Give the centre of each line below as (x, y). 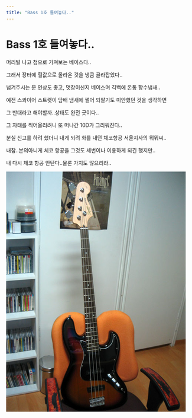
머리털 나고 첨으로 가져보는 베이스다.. (49, 62)
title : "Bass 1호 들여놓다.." (40, 12)
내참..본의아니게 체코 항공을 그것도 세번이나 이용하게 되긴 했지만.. (81, 150)
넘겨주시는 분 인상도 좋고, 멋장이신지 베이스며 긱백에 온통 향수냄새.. (83, 87)
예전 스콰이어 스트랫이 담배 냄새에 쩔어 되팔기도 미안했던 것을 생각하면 (87, 100)
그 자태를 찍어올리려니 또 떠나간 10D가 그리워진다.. (64, 125)
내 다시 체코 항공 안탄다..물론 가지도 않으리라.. (59, 162)
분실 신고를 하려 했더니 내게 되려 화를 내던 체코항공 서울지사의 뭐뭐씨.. (86, 138)
